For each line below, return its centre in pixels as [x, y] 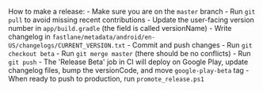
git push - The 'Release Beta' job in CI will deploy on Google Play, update [128, 62]
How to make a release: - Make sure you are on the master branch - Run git [132, 11]
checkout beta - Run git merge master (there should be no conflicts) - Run [130, 53]
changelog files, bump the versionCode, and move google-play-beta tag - [129, 70]
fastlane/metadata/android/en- [104, 37]
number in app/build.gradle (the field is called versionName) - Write [120, 28]
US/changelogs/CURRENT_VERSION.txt [67, 46]
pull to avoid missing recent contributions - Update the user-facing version [131, 20]
